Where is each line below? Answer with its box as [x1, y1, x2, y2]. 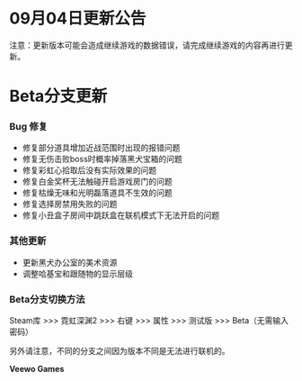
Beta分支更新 [9, 86, 108, 106]
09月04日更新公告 [9, 8, 147, 29]
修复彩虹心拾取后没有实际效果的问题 [22, 165, 157, 176]
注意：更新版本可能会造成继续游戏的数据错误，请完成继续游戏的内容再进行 [9, 40, 285, 50]
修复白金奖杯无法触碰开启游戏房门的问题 [22, 177, 173, 187]
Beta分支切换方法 [9, 293, 85, 305]
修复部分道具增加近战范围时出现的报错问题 [22, 142, 181, 153]
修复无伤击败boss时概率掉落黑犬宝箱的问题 [22, 154, 182, 165]
